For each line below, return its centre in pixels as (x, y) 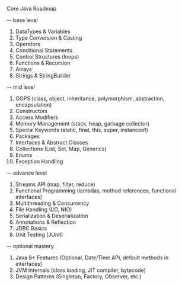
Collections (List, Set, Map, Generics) (61, 149)
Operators (28, 44)
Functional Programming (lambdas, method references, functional (96, 191)
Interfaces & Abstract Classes (52, 142)
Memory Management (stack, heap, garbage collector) (82, 123)
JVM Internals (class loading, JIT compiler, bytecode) (80, 270)
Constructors (31, 111)
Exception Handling (39, 161)
